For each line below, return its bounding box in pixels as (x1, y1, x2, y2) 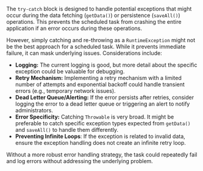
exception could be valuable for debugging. (15, 68, 125, 75)
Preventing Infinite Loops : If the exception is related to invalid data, (15, 133, 186, 140)
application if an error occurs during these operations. (6, 24, 142, 32)
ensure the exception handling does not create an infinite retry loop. (15, 139, 186, 146)
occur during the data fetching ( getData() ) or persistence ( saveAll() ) (6, 12, 180, 19)
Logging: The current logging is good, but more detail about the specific (15, 61, 198, 68)
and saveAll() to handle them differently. (15, 126, 119, 133)
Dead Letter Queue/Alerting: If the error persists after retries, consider (15, 94, 194, 101)
